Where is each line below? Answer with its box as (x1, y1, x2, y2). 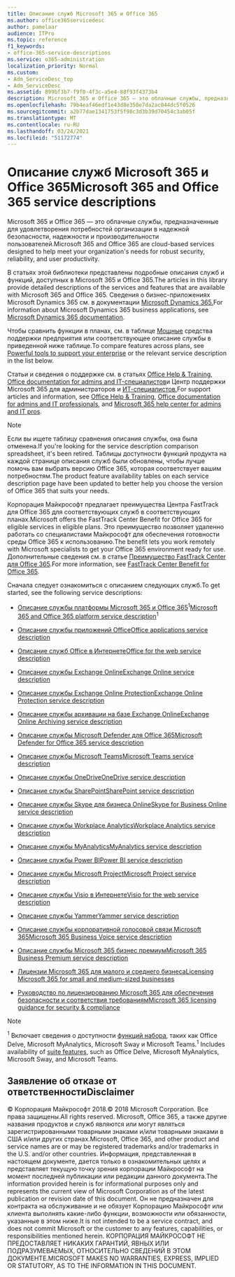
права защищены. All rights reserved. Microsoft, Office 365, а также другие (7, 1112, 227, 1121)
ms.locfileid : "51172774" (7, 134, 83, 141)
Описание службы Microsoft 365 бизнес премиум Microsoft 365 (17, 946, 207, 954)
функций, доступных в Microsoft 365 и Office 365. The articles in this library (7, 276, 228, 284)
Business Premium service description (17, 954, 128, 962)
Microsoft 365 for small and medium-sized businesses (17, 975, 175, 983)
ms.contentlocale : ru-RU (7, 121, 80, 128)
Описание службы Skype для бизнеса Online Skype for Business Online (17, 800, 227, 808)
